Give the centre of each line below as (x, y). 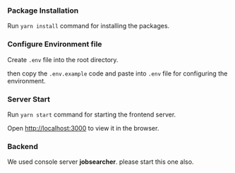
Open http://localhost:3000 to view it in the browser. (83, 128)
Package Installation (43, 11)
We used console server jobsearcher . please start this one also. (101, 162)
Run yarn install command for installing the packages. (89, 26)
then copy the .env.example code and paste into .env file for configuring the (117, 73)
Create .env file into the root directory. (63, 59)
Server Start (29, 99)
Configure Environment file (55, 44)
